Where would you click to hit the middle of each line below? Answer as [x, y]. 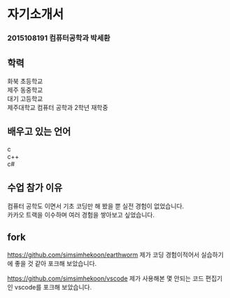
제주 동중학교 [25, 90]
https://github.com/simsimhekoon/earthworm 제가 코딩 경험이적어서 [103, 255]
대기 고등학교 [25, 98]
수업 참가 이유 [35, 188]
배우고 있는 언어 [39, 131]
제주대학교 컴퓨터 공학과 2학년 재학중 [58, 107]
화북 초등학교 [25, 81]
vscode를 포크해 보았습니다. [53, 287]
